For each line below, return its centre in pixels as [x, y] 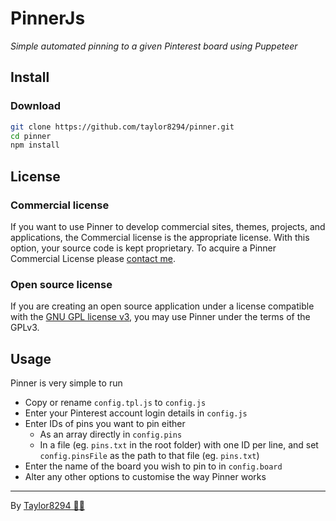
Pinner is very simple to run [66, 383]
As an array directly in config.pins [111, 434]
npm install [35, 145]
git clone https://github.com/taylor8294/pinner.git [122, 127]
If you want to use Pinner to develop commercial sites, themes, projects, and [168, 226]
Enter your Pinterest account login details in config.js [136, 413]
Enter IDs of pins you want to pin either [105, 424]
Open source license [61, 284]
